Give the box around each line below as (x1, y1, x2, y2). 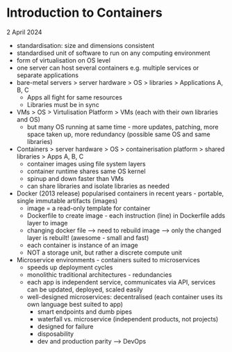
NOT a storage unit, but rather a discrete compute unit (26, 248, 182, 257)
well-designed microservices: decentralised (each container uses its (26, 292, 223, 301)
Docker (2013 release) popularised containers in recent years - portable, (16, 189, 224, 198)
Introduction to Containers (6, 5, 163, 21)
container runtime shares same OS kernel (26, 167, 147, 175)
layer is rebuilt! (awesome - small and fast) (26, 233, 149, 241)
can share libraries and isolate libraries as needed (26, 182, 169, 190)
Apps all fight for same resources (26, 93, 123, 102)
